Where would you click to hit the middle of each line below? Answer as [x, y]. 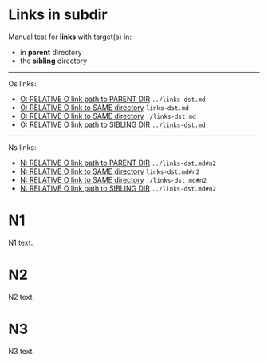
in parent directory [51, 52]
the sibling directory [53, 61]
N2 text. [21, 297]
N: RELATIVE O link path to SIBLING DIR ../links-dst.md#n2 [118, 188]
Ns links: [23, 147]
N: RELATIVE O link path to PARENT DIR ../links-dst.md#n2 [118, 163]
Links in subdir [58, 15]
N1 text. [21, 242]
